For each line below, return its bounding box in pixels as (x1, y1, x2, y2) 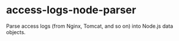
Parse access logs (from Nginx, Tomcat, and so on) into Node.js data (6, 23, 174, 29)
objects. (6, 28, 26, 35)
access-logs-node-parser (6, 3, 137, 17)
